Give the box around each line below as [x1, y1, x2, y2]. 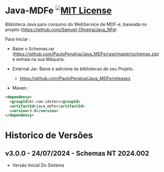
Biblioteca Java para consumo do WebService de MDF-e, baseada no [5, 21, 147, 27]
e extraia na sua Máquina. [12, 56, 65, 62]
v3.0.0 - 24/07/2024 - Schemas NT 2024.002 [5, 149, 150, 158]
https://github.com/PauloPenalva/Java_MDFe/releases [19, 75, 131, 81]
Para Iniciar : [5, 36, 31, 42]
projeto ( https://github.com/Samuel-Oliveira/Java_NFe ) [5, 26, 117, 32]
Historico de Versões [5, 129, 93, 141]
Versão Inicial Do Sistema [12, 162, 64, 168]
